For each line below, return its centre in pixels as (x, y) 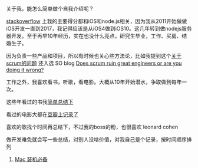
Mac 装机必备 (31, 159)
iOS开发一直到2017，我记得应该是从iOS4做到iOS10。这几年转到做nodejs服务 (99, 29)
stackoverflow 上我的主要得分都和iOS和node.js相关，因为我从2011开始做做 (97, 21)
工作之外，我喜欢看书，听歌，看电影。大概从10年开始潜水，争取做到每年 (94, 82)
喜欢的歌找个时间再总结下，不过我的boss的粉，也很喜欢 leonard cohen (92, 127)
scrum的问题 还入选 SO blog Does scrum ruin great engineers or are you (94, 63)
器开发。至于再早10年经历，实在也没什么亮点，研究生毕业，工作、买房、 (94, 36)
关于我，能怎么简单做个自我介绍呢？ (50, 9)
